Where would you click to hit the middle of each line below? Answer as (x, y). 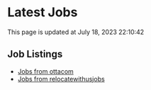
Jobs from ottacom (46, 71)
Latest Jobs (43, 12)
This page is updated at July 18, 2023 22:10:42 (76, 32)
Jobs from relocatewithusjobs (61, 79)
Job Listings (35, 54)
